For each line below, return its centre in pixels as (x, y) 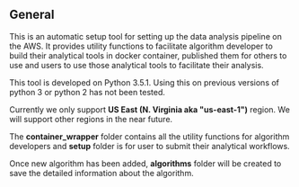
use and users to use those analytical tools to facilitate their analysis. (136, 65)
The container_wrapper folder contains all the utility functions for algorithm (149, 136)
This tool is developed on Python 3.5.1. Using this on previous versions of (145, 82)
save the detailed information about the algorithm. (102, 173)
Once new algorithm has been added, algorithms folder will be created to (145, 163)
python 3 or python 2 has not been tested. (88, 92)
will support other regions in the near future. (91, 119)
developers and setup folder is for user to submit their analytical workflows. (149, 146)
